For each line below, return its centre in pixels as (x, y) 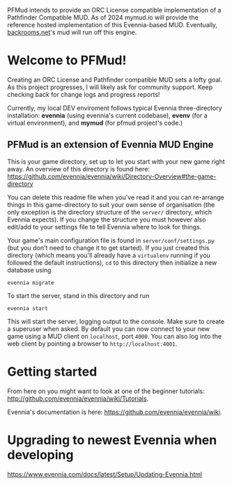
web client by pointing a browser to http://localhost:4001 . (92, 344)
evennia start (28, 308)
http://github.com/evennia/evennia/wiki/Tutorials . (78, 398)
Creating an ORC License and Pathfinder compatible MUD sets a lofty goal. (115, 79)
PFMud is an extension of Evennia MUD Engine (110, 145)
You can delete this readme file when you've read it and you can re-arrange (116, 197)
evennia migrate (31, 283)
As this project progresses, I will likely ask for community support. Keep (110, 87)
